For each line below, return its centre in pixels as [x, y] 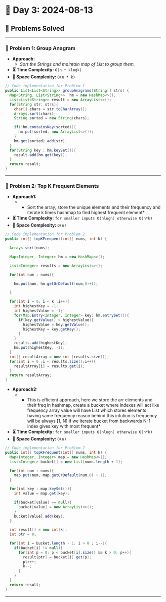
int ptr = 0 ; [23, 535]
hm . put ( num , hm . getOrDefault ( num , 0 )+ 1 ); [56, 284]
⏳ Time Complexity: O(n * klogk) [47, 70]
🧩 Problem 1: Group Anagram [40, 48]
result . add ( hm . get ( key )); [41, 155]
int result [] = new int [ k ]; [39, 530]
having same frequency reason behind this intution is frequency [92, 416]
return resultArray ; [31, 375]
